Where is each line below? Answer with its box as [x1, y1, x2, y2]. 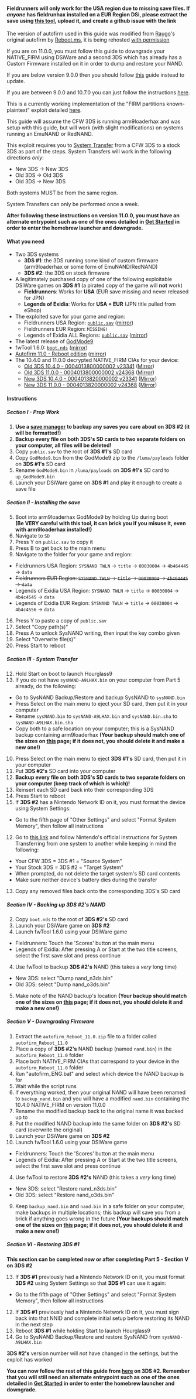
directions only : [6, 154, 44, 161]
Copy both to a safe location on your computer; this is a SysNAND [15, 725, 175, 732]
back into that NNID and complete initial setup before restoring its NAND [15, 1315, 190, 1322]
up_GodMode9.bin [15, 474, 55, 480]
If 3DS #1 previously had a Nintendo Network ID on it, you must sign [15, 1308, 179, 1315]
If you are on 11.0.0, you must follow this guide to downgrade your [6, 47, 166, 55]
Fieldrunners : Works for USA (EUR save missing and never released [23, 288, 189, 295]
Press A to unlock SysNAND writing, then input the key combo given [15, 630, 180, 637]
